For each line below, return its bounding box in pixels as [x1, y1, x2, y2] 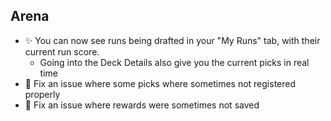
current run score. [24, 45, 100, 58]
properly [24, 88, 61, 100]
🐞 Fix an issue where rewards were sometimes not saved [24, 99, 260, 111]
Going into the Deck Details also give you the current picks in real [39, 56, 310, 68]
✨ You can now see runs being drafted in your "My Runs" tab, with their [24, 34, 321, 46]
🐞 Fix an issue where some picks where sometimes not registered [24, 77, 297, 89]
